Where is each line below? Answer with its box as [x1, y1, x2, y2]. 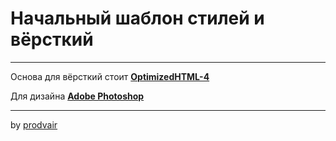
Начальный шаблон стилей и [10, 7, 265, 30]
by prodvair [10, 118, 58, 131]
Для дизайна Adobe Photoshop [10, 90, 145, 102]
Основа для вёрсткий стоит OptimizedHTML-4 [10, 70, 210, 82]
